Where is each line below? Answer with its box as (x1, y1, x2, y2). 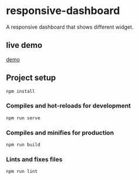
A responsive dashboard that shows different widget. (6, 23, 134, 30)
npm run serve (6, 115, 41, 121)
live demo (6, 40, 43, 50)
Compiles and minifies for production (6, 129, 114, 137)
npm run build (6, 142, 41, 148)
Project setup (6, 73, 57, 83)
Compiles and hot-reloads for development (6, 102, 131, 110)
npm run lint (6, 168, 38, 175)
